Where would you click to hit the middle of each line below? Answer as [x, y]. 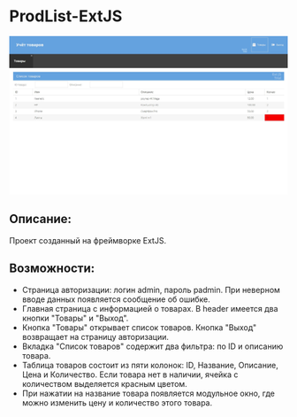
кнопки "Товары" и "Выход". [75, 318]
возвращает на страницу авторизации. [95, 336]
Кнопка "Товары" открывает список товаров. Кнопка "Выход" [139, 327]
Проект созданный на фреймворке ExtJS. [88, 240]
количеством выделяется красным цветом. [104, 383]
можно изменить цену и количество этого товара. [117, 402]
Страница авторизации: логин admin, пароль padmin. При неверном [151, 290]
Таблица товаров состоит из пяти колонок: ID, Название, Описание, [150, 365]
